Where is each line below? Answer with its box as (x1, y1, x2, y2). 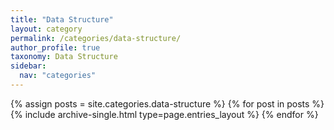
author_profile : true (10, 42, 101, 53)
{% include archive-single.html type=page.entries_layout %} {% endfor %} (10, 108, 319, 120)
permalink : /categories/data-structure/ (10, 33, 182, 43)
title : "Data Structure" (10, 14, 114, 25)
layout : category (10, 24, 83, 34)
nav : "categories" (19, 71, 97, 81)
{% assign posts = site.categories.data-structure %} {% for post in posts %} (10, 97, 325, 110)
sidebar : (10, 61, 47, 71)
